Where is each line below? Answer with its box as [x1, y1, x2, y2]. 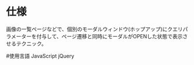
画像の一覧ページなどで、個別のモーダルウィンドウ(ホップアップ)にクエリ [6, 26, 184, 32]
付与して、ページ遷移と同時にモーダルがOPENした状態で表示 [36, 32, 183, 39]
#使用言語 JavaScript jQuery [6, 52, 75, 59]
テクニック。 [16, 40, 47, 47]
